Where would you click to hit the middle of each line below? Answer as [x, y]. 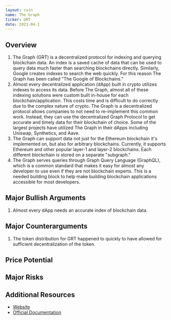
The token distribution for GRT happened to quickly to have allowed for [87, 238]
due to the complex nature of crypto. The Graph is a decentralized [82, 106]
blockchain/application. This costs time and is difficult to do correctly [85, 101]
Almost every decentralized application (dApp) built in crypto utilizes [85, 84]
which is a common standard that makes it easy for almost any [78, 166]
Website [21, 307]
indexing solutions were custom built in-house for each [71, 95]
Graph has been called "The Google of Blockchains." [68, 79]
